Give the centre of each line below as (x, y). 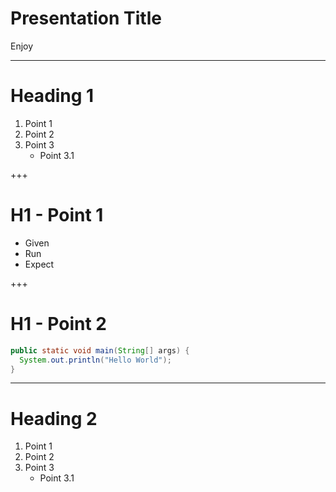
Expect (39, 264)
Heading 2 (54, 418)
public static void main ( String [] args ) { (100, 350)
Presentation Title (86, 18)
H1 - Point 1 (57, 215)
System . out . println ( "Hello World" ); (95, 360)
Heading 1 (52, 96)
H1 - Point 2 (58, 324)
